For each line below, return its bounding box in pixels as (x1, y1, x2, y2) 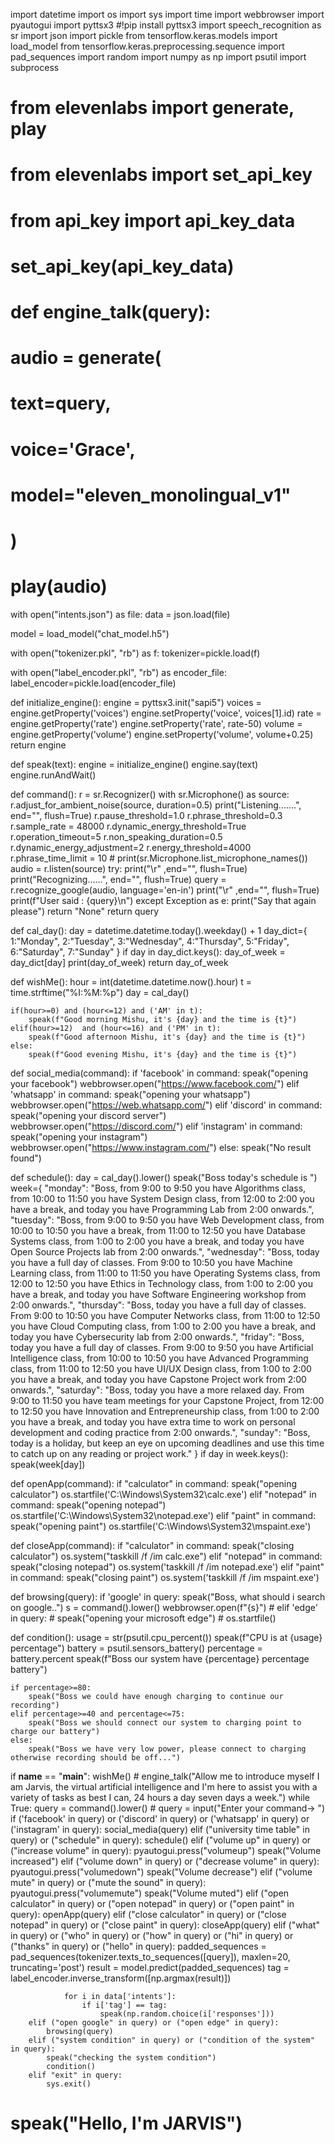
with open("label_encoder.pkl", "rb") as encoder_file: (10, 666, 227, 678)
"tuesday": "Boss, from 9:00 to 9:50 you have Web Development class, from (10, 1214, 325, 1226)
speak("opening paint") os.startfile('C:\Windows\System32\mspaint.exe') (10, 1520, 312, 1532)
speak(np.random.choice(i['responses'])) (99, 2009, 275, 2019)
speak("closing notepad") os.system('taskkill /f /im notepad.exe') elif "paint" (10, 1560, 325, 1573)
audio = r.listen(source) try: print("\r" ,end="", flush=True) (10, 862, 248, 874)
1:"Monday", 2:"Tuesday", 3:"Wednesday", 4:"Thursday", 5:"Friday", (10, 935, 290, 947)
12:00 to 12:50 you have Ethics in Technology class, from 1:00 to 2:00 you (10, 1277, 313, 1289)
